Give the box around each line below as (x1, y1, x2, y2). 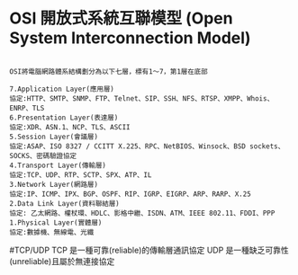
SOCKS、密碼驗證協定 (9, 151, 77, 160)
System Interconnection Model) (9, 28, 251, 49)
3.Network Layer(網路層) (9, 180, 99, 189)
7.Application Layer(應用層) (9, 84, 115, 93)
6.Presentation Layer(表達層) (9, 113, 119, 122)
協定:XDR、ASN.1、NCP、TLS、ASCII (9, 122, 131, 131)
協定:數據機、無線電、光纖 (9, 227, 95, 236)
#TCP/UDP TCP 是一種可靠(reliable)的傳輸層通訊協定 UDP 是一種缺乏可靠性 (9, 244, 290, 255)
